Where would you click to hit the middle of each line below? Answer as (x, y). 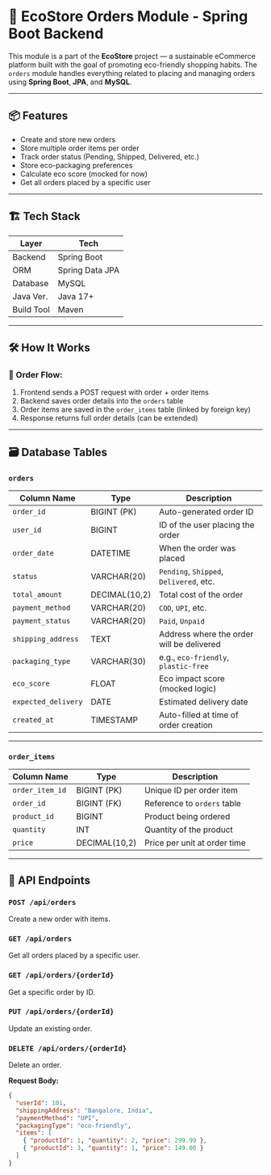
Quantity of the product (189, 830)
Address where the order (206, 634)
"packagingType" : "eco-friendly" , (73, 1126)
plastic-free (183, 666)
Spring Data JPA (88, 270)
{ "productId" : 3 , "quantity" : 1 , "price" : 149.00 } (113, 1148)
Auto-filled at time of (199, 715)
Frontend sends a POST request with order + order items (115, 392)
